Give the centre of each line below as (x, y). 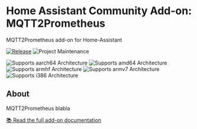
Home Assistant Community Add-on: (99, 11)
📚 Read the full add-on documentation (54, 120)
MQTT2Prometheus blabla (38, 108)
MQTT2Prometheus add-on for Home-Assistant (64, 40)
